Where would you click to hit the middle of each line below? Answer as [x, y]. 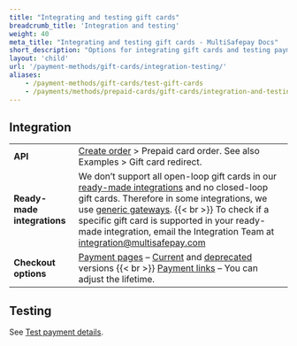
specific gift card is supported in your [156, 220]
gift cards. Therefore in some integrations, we [173, 198]
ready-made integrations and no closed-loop [173, 188]
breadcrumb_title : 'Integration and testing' [94, 26]
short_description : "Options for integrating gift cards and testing [140, 50]
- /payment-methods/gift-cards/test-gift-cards [114, 83]
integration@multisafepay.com [142, 242]
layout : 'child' [39, 58]
